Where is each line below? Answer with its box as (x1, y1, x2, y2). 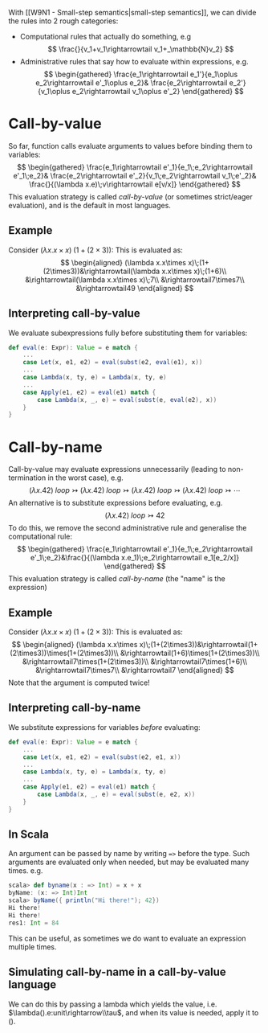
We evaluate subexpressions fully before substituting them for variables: (8, 328, 248, 338)
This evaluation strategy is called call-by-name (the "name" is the (8, 574, 226, 584)
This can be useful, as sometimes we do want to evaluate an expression (8, 933, 246, 943)
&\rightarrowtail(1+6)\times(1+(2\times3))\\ (120, 648, 260, 658)
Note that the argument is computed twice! (8, 678, 150, 687)
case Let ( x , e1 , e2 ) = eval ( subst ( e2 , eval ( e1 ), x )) (22, 359, 203, 367)
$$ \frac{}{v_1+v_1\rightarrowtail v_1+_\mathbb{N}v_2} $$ (47, 44, 234, 54)
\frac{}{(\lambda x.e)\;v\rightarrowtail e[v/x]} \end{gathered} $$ (29, 179, 241, 189)
